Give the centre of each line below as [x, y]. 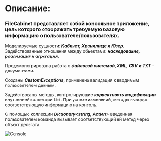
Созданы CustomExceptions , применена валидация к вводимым [72, 80]
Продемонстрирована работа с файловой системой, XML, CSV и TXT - [80, 66]
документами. [20, 71]
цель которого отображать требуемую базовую [65, 29]
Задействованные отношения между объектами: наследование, [73, 51]
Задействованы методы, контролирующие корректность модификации [80, 95]
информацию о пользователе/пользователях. [62, 36]
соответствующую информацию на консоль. [51, 105]
